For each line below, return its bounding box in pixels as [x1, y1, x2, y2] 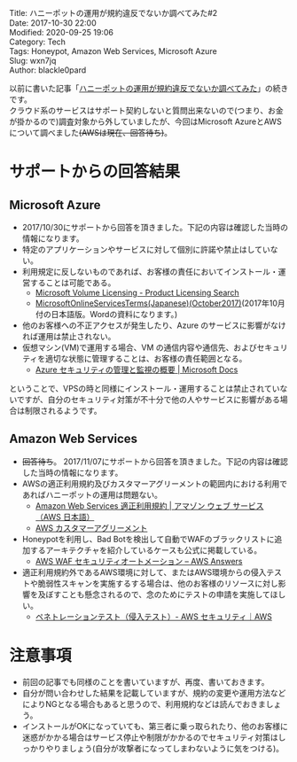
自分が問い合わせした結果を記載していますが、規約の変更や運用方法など [21, 688, 286, 698]
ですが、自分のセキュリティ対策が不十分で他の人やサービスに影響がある [16, 394, 281, 405]
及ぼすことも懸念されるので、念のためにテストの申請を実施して [37, 588, 270, 600]
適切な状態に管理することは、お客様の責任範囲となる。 [44, 354, 247, 363]
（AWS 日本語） [35, 511, 95, 522]
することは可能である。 [29, 277, 116, 288]
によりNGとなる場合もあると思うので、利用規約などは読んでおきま [21, 698, 266, 709]
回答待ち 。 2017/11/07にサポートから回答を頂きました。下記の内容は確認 [21, 455, 288, 467]
